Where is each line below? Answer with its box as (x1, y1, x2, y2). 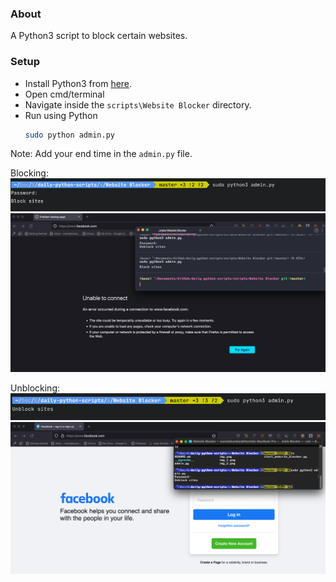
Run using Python (24, 109, 98, 121)
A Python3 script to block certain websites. (10, 30, 188, 42)
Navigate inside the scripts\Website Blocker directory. (24, 98, 252, 111)
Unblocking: (10, 382, 61, 394)
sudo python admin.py (24, 130, 115, 140)
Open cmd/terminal (24, 88, 105, 100)
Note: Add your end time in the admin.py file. (10, 148, 193, 160)
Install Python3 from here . (24, 77, 133, 89)
